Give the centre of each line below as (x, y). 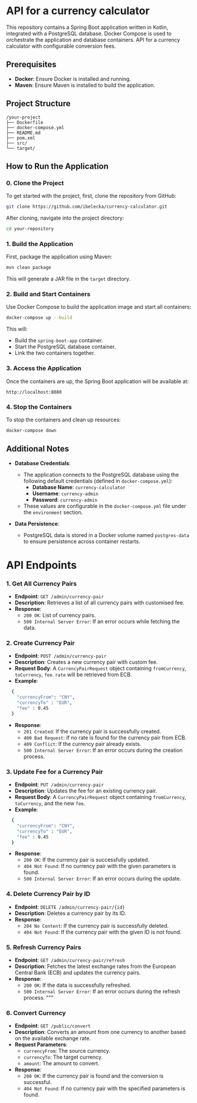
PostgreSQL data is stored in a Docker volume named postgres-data (106, 535)
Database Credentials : (42, 463)
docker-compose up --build (39, 318)
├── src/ (17, 143)
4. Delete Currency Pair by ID (48, 894)
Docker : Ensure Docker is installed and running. (73, 78)
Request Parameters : (41, 1045)
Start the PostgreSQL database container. (65, 347)
